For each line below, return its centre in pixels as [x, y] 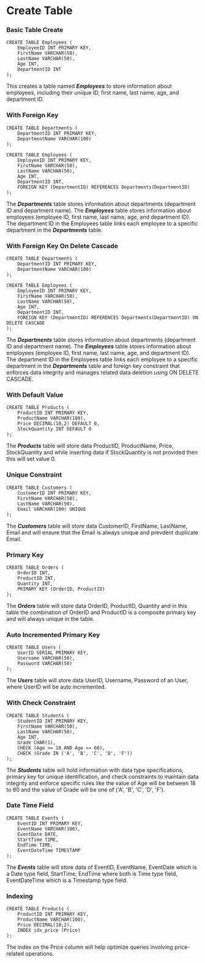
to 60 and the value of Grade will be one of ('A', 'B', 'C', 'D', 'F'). [86, 789]
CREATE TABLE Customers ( [39, 488]
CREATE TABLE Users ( [34, 648]
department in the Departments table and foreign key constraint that [93, 366]
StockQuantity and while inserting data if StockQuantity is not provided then [102, 453]
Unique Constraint [34, 475]
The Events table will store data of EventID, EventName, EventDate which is [102, 867]
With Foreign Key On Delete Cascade [62, 246]
